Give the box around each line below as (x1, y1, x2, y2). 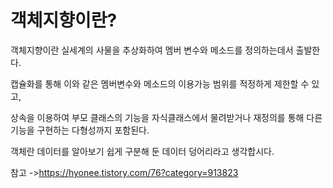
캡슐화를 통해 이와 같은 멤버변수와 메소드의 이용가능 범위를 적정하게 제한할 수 (10, 77, 310, 90)
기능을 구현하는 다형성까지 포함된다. (10, 124, 150, 136)
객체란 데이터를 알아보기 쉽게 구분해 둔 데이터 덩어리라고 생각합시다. (10, 145, 275, 157)
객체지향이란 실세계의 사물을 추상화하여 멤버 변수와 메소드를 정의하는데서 (10, 44, 294, 56)
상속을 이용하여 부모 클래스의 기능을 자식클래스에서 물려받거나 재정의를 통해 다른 (10, 111, 323, 123)
